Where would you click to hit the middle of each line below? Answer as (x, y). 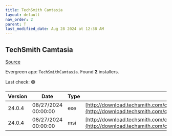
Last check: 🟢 (20, 81)
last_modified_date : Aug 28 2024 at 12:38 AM (55, 29)
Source (13, 62)
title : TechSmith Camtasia (34, 10)
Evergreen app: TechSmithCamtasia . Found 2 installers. (62, 71)
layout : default (23, 15)
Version (18, 96)
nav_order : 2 (19, 19)
